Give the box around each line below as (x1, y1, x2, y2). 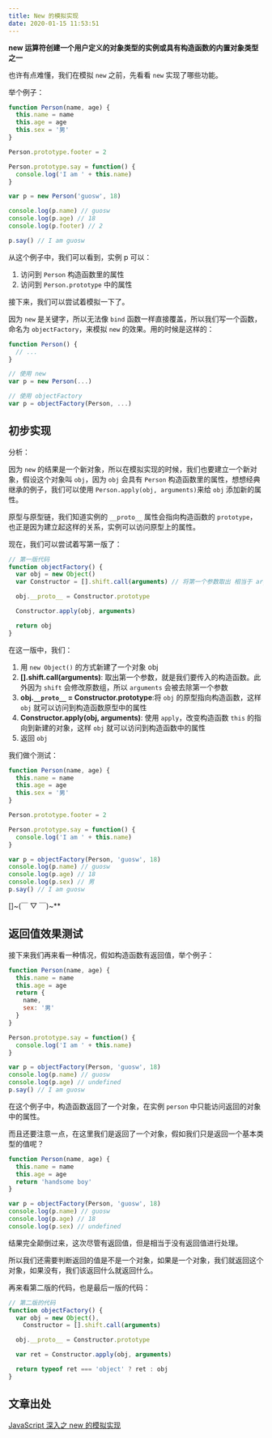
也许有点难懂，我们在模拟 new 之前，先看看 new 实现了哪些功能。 (8, 70, 223, 79)
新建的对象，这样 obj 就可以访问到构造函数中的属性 (34, 722, 206, 733)
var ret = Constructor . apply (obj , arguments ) (15, 1351, 172, 1359)
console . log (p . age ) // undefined (8, 1078, 121, 1087)
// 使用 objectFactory (8, 392, 83, 401)
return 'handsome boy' (15, 1177, 92, 1186)
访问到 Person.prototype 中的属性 (19, 279, 133, 289)
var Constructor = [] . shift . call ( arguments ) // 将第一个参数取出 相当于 (15, 578, 253, 586)
